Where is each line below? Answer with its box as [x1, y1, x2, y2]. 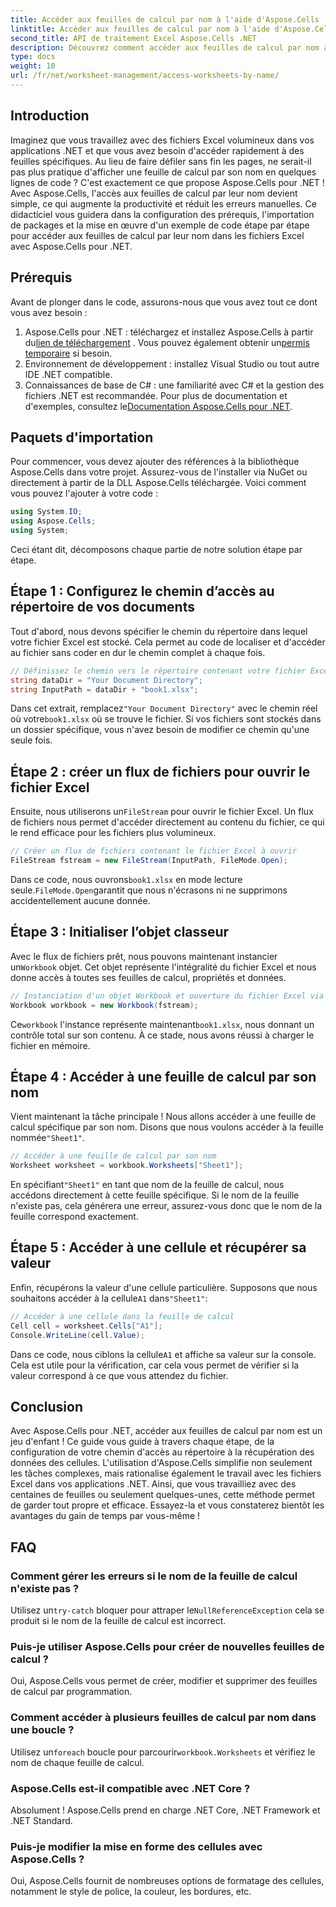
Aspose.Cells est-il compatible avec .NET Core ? [10, 1781, 251, 1795]
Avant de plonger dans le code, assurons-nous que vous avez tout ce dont [10, 296, 318, 308]
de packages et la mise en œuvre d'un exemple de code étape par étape [10, 219, 310, 231]
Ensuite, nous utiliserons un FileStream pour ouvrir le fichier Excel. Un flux [10, 806, 314, 818]
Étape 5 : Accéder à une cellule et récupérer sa [10, 1239, 307, 1256]
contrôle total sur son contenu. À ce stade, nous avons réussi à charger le [10, 1029, 315, 1041]
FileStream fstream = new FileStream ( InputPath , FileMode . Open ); [10, 856, 288, 866]
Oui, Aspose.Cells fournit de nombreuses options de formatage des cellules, [10, 1875, 325, 1887]
